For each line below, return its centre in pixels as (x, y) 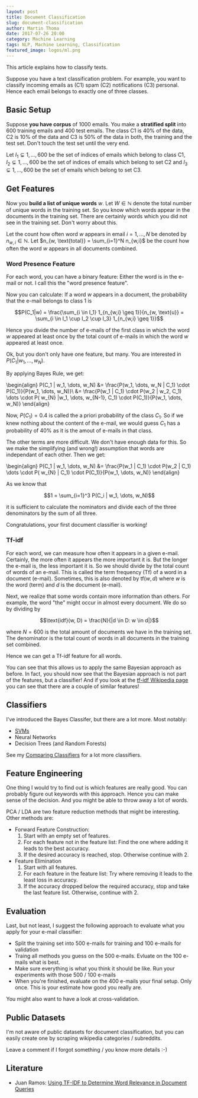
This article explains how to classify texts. (57, 67)
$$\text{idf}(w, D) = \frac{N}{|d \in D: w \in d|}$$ (99, 620)
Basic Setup (29, 110)
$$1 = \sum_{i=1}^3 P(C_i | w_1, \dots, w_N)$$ (99, 495)
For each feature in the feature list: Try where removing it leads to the (108, 874)
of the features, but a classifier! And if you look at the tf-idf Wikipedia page (97, 680)
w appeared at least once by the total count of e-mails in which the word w (97, 336)
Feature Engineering (44, 773)
